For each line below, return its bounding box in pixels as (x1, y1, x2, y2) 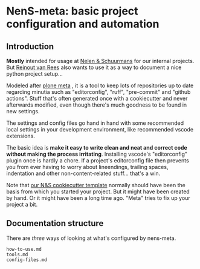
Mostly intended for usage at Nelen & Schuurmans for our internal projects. (6, 58, 195, 64)
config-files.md (6, 256, 47, 263)
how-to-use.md (6, 246, 42, 252)
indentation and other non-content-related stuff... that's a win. (6, 170, 161, 177)
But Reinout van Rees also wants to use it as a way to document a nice (6, 64, 182, 71)
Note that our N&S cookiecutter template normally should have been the (6, 182, 185, 188)
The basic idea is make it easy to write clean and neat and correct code (6, 144, 187, 151)
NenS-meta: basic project (6, 4, 138, 18)
